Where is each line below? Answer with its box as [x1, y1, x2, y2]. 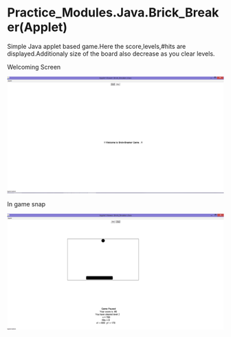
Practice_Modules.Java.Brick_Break [7, 5, 219, 21]
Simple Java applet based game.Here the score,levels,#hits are [7, 42, 186, 50]
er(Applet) [7, 19, 67, 35]
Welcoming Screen [7, 63, 61, 71]
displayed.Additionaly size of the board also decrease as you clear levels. [7, 50, 215, 58]
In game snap [7, 200, 46, 208]
